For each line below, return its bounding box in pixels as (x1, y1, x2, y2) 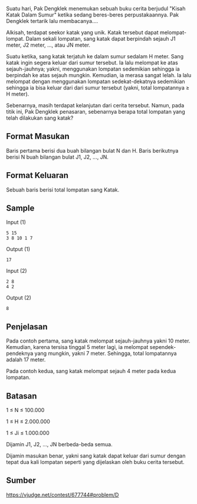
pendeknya (6, 350, 34, 357)
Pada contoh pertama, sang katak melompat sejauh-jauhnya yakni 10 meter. (6, 337, 191, 344)
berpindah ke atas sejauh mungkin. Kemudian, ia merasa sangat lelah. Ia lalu (6, 72, 192, 78)
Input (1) (6, 219, 27, 226)
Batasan (6, 391, 37, 401)
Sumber (6, 476, 37, 486)
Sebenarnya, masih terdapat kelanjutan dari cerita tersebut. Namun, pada (6, 102, 185, 108)
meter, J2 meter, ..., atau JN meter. (6, 41, 90, 48)
